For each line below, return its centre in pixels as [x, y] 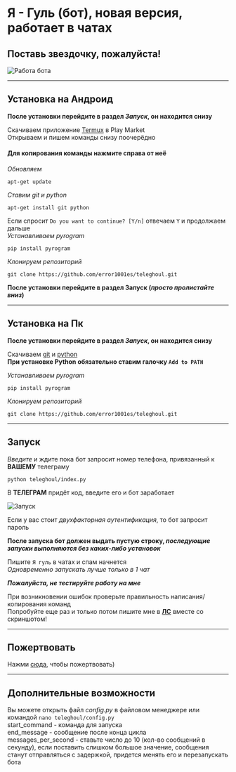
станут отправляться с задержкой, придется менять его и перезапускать [118, 755]
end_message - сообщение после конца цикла [77, 733]
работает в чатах [60, 28]
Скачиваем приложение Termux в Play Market [76, 130]
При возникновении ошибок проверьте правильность [88, 596]
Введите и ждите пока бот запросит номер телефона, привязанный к [111, 459]
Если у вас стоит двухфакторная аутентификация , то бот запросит [108, 519]
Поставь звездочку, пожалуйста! [84, 54]
